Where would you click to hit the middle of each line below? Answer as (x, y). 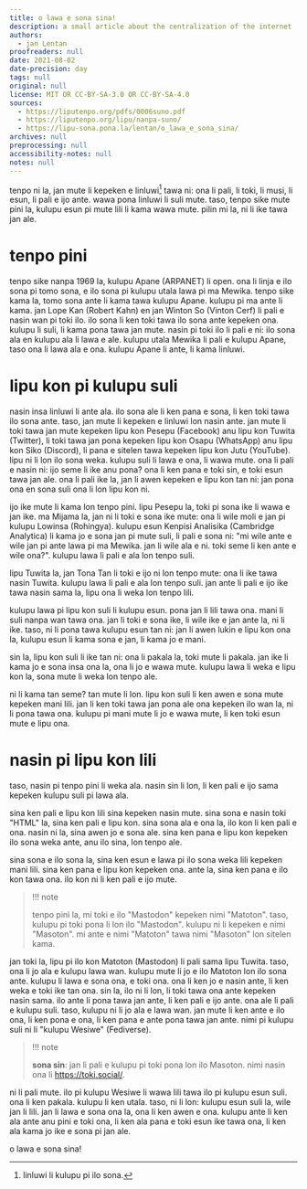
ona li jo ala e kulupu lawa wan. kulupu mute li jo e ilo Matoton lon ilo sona (148, 971)
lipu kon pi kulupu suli (94, 386)
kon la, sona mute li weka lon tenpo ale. (84, 676)
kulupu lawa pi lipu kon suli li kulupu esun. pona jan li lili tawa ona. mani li (147, 610)
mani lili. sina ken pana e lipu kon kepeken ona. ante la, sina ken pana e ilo (149, 869)
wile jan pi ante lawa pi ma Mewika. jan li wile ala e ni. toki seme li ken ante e (153, 546)
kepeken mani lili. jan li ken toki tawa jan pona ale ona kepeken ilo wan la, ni (152, 704)
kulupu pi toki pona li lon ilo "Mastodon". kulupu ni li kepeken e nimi (159, 924)
